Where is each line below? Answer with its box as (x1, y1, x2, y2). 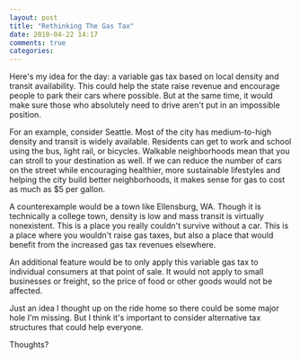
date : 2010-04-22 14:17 (9, 30, 99, 39)
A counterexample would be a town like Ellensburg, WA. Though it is (9, 201, 262, 212)
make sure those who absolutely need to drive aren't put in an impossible (9, 100, 280, 110)
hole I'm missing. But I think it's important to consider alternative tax (9, 312, 261, 323)
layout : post (9, 13, 58, 22)
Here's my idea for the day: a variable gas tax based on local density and (9, 71, 279, 82)
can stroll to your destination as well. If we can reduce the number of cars (9, 155, 283, 166)
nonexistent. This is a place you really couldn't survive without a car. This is (9, 221, 289, 232)
